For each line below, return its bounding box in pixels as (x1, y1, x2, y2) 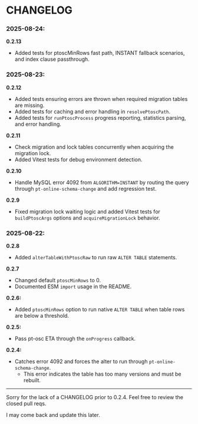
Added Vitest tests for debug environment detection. (14, 156, 143, 163)
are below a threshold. (14, 312, 70, 319)
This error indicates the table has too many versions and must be (23, 370, 181, 378)
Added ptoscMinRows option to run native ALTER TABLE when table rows (14, 306, 185, 313)
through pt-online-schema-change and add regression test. (14, 185, 157, 192)
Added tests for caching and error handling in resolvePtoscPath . (14, 107, 171, 115)
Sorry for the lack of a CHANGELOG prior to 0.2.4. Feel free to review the (6, 394, 184, 401)
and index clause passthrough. (14, 56, 90, 63)
